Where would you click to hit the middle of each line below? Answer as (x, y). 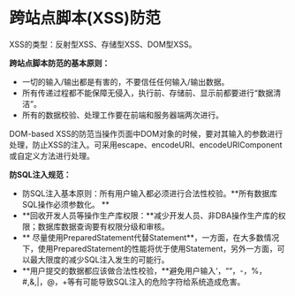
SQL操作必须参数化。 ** (66, 204)
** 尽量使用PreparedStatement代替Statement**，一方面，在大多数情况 (151, 237)
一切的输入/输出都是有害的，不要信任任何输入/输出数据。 (125, 81)
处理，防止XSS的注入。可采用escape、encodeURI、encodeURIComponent (146, 144)
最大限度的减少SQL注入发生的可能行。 (99, 259)
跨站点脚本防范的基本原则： (60, 63)
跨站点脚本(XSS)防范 (85, 18)
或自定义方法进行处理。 (52, 156)
